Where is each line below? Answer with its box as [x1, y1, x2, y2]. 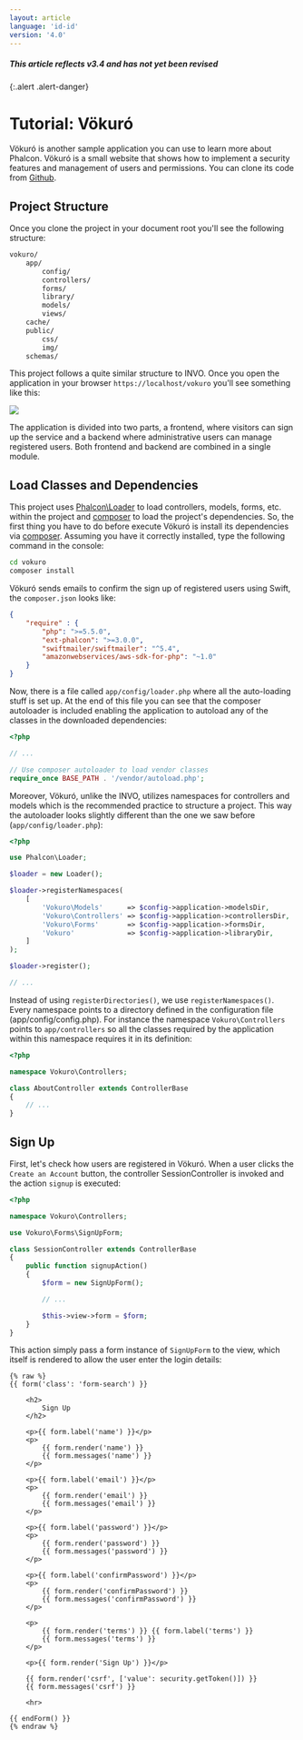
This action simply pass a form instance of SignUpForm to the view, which [9, 1344, 280, 1356]
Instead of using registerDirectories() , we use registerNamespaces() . [9, 994, 275, 1006]
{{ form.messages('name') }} [42, 1452, 152, 1461]
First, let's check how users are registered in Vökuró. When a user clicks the [9, 1158, 295, 1169]
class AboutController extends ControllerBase [9, 1084, 189, 1093]
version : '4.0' [9, 30, 67, 39]
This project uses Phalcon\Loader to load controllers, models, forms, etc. [9, 501, 282, 512]
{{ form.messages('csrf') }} [25, 1683, 136, 1692]
